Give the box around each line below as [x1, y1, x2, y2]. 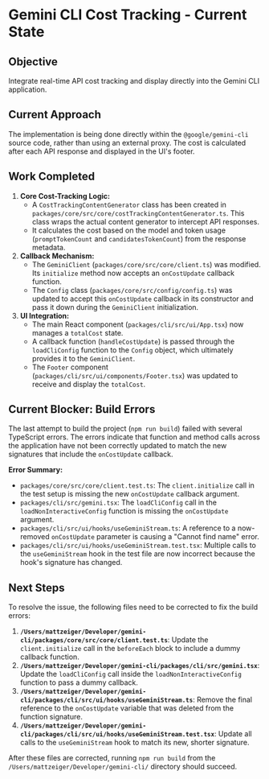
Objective [8, 55, 59, 68]
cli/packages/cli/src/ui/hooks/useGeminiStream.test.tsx [19, 731, 215, 739]
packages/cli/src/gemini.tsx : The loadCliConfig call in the [19, 497, 217, 508]
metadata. [31, 242, 66, 252]
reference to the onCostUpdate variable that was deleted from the [19, 703, 234, 713]
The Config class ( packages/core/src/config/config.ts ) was [31, 285, 233, 295]
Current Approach [8, 108, 102, 122]
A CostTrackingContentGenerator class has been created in [31, 200, 227, 209]
